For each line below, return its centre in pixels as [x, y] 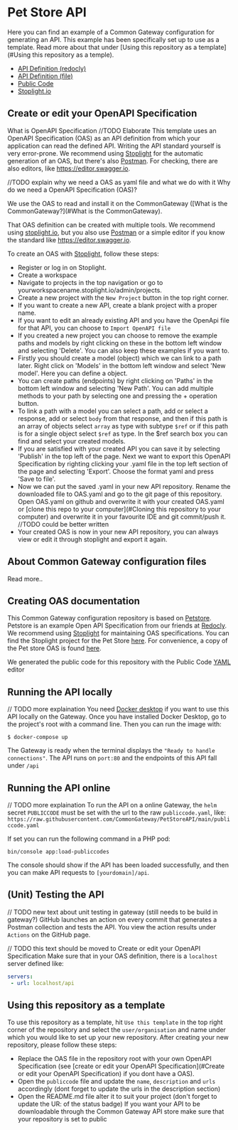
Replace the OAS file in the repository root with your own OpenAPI [114, 1059]
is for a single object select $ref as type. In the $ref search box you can [123, 434]
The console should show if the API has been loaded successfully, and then [118, 865]
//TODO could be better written [63, 524]
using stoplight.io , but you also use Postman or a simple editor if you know [116, 232]
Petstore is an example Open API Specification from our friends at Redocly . [117, 625]
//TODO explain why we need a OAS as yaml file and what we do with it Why [119, 182]
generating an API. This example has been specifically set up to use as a [113, 39]
